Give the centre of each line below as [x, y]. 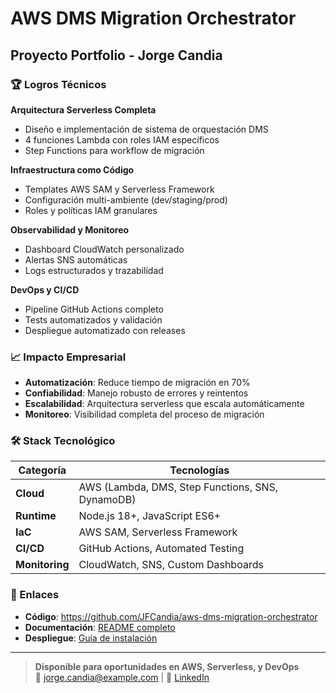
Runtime [36, 516]
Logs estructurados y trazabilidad [94, 270]
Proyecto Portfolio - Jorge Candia [116, 55]
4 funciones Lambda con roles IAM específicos [122, 139]
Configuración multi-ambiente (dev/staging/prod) [126, 199]
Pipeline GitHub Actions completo [94, 309]
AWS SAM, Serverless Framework [158, 532]
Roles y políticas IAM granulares [91, 210]
